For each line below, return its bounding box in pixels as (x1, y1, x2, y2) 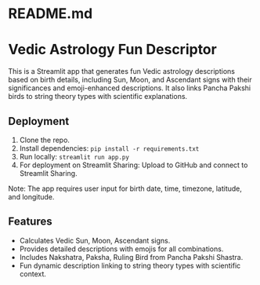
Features (8, 215, 52, 228)
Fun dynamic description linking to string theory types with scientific (19, 261, 241, 270)
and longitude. (8, 192, 55, 201)
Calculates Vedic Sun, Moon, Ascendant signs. (19, 236, 171, 245)
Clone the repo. (19, 135, 70, 144)
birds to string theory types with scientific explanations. (8, 92, 188, 101)
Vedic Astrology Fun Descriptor (8, 41, 217, 59)
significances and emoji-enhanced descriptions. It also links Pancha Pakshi (8, 83, 251, 93)
